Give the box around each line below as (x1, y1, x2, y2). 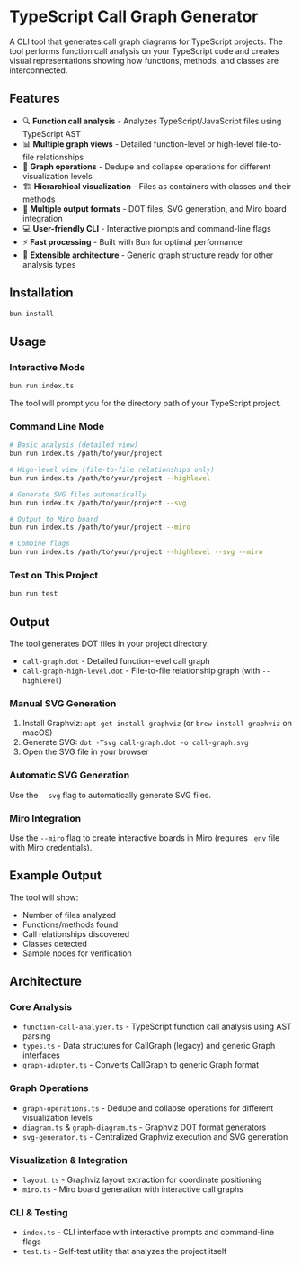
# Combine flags (9, 539, 70, 549)
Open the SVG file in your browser (22, 746, 150, 758)
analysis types (22, 259, 76, 269)
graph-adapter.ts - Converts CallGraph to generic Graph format (22, 1060, 260, 1070)
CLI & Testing (9, 1206, 69, 1218)
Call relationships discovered (22, 928, 130, 939)
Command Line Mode (9, 420, 105, 432)
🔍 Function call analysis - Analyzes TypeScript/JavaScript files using (22, 115, 282, 126)
